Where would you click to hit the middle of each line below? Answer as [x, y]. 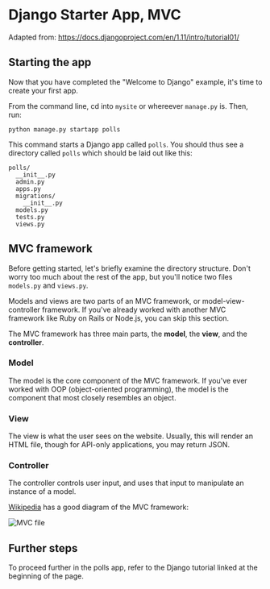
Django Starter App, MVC [95, 15]
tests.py [30, 217]
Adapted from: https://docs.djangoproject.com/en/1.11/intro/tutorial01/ [124, 37]
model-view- [223, 301]
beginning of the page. [46, 576]
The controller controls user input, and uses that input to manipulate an [126, 483]
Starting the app [50, 62]
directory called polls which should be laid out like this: [101, 153]
